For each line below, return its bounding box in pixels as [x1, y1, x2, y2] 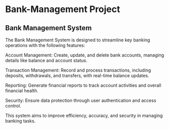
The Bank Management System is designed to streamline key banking [5, 37, 150, 43]
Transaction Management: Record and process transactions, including [5, 67, 151, 73]
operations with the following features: [5, 42, 85, 48]
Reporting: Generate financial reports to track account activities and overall [5, 82, 161, 88]
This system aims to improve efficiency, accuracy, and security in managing [5, 112, 163, 118]
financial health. [5, 88, 39, 94]
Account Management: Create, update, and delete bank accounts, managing [5, 52, 164, 58]
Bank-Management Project [5, 4, 120, 15]
